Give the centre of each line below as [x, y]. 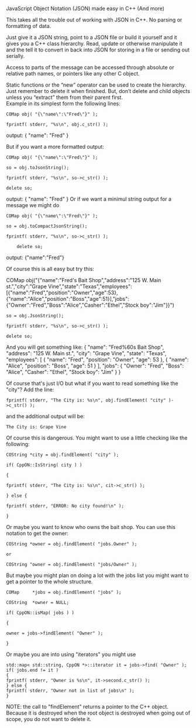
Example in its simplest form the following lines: [63, 104]
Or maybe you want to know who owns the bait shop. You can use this [91, 527]
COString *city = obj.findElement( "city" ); [62, 455]
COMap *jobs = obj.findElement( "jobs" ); [64, 592]
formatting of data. [29, 26]
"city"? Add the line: [30, 389]
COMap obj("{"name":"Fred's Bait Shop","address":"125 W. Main [84, 280]
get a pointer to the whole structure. [49, 581]
